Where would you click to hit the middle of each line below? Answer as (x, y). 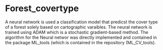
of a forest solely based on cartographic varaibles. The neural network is (79, 27)
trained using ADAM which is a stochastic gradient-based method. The (77, 32)
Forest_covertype (42, 8)
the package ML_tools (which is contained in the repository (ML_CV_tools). (81, 42)
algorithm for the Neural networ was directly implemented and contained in (81, 37)
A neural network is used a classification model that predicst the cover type (81, 22)
